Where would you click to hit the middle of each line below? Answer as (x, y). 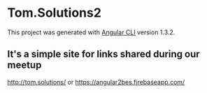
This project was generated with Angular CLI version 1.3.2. (91, 32)
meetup (24, 65)
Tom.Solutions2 (54, 13)
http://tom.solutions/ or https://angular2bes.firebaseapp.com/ (96, 82)
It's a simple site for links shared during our (104, 54)
